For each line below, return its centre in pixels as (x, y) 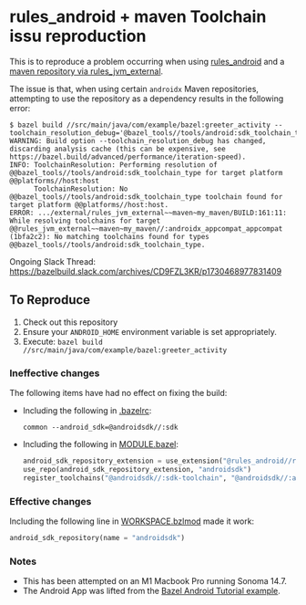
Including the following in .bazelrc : (87, 411)
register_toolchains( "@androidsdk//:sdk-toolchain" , (125, 478)
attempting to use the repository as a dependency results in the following (147, 99)
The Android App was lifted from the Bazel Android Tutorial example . (151, 591)
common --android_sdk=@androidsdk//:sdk (100, 428)
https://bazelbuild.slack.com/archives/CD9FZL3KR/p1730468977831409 (146, 271)
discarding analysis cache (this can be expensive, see (117, 149)
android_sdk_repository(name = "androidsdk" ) (97, 537)
